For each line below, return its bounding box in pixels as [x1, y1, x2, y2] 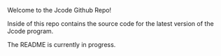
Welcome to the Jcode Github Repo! [7, 6, 112, 14]
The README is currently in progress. [7, 41, 116, 48]
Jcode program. [7, 27, 54, 35]
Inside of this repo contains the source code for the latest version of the [7, 20, 215, 27]
